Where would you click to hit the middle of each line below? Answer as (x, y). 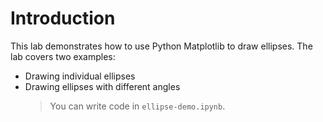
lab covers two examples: (63, 56)
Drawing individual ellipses (80, 76)
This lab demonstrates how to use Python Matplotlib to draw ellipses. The (161, 46)
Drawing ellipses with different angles (102, 86)
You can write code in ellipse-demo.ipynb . (137, 106)
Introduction (63, 18)
